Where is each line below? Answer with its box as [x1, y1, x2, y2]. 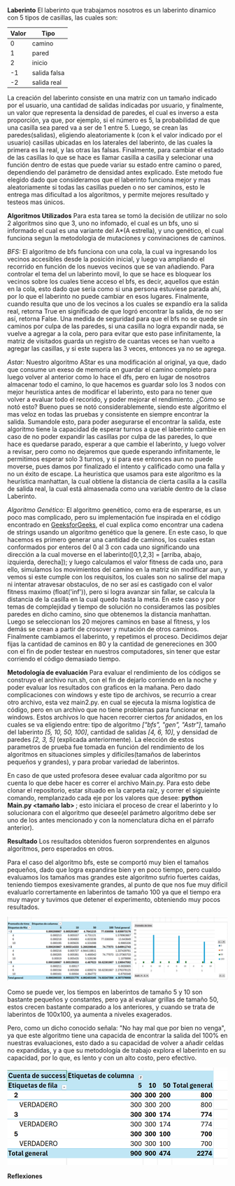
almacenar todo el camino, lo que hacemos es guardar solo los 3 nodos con [7, 380, 226, 389]
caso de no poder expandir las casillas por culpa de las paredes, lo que [7, 433, 213, 441]
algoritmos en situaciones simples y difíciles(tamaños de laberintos [7, 750, 201, 759]
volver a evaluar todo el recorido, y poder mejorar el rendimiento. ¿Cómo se [7, 396, 226, 404]
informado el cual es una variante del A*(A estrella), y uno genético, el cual [7, 227, 224, 235]
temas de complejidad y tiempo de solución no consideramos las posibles [7, 602, 220, 611]
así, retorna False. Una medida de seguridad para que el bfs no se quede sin [7, 315, 227, 323]
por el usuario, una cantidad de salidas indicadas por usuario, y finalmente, [7, 101, 224, 109]
